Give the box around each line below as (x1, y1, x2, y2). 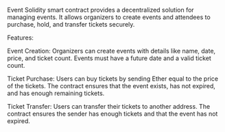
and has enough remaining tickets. (7, 89, 105, 97)
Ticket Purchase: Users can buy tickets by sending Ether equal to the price (7, 75, 218, 83)
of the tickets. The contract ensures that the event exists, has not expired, (7, 82, 216, 90)
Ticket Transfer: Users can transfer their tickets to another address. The (7, 103, 211, 110)
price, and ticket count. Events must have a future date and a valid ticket (7, 54, 211, 62)
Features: (7, 34, 34, 42)
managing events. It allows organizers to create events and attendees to (7, 13, 211, 21)
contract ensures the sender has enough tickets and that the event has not (7, 109, 218, 118)
